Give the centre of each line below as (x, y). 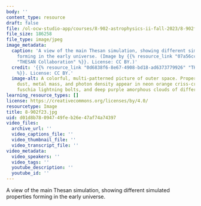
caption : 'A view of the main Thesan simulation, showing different (99, 51)
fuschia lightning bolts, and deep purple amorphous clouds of (98, 90)
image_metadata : (26, 46)
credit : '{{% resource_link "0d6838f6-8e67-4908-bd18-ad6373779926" (99, 67)
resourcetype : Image (32, 106)
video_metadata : (26, 151)
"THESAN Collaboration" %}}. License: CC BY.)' (77, 62)
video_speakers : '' (36, 156)
